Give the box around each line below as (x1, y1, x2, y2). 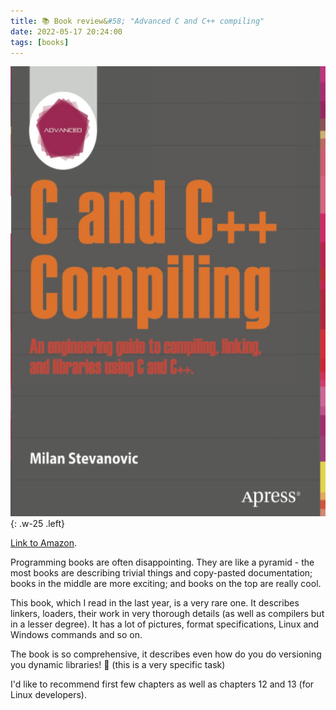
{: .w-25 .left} (10, 518, 66, 530)
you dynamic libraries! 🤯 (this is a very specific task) (10, 659, 226, 671)
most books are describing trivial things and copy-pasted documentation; (10, 567, 313, 579)
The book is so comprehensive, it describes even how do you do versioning (10, 648, 322, 660)
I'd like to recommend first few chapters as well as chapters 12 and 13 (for (10, 678, 315, 690)
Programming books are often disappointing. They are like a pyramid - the (10, 556, 315, 569)
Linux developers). (10, 689, 87, 701)
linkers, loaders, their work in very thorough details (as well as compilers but (10, 608, 325, 620)
